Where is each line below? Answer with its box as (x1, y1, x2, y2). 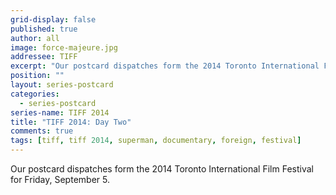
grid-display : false (10, 14, 97, 25)
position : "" (10, 71, 65, 81)
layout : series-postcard (10, 80, 114, 90)
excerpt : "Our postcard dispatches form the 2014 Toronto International (10, 61, 320, 71)
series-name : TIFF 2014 (10, 107, 110, 118)
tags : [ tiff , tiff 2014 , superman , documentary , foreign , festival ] (10, 136, 302, 146)
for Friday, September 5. (10, 174, 110, 185)
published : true (10, 24, 78, 34)
